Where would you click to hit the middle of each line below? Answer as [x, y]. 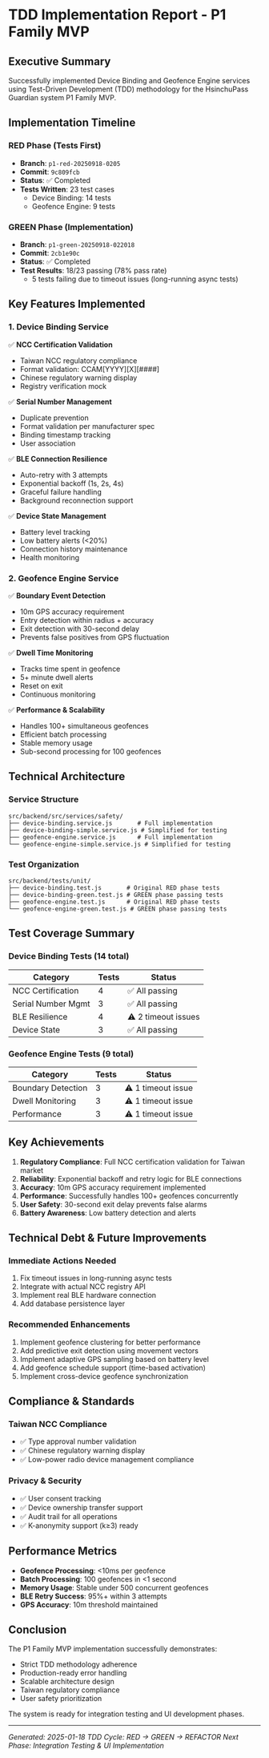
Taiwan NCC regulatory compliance [78, 360]
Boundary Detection [50, 1088]
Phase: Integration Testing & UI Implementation [86, 1746]
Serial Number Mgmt [51, 1004]
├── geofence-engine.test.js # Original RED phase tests [114, 902]
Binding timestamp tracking [65, 434]
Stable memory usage [56, 742]
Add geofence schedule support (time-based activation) [113, 1368]
